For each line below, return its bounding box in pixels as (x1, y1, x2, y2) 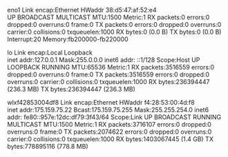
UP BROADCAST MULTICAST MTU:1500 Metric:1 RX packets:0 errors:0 (7, 13, 210, 21)
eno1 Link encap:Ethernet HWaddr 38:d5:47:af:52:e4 (7, 6, 157, 14)
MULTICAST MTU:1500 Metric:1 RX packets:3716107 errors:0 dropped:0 (7, 121, 212, 128)
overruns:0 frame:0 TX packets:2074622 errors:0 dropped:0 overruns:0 (7, 127, 212, 136)
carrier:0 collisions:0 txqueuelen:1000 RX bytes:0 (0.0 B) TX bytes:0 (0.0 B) (7, 28, 222, 36)
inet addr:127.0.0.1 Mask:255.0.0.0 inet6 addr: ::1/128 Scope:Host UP (7, 56, 200, 64)
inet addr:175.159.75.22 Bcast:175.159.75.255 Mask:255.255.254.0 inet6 (7, 106, 209, 114)
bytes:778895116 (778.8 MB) (7, 143, 88, 150)
